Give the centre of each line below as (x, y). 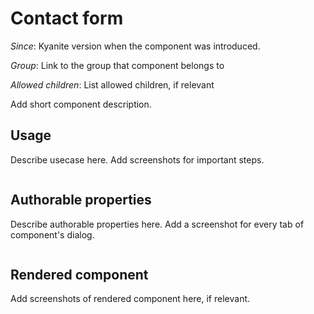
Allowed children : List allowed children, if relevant (112, 84)
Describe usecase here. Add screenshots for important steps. (137, 159)
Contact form (67, 18)
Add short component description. (81, 104)
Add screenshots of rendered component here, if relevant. (130, 299)
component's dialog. (52, 234)
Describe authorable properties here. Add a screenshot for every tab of (157, 224)
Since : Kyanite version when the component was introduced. (135, 46)
